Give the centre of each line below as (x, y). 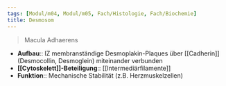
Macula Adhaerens (51, 40)
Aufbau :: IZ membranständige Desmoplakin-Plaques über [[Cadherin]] (118, 53)
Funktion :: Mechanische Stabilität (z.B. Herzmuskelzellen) (100, 75)
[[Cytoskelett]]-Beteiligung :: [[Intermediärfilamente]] (94, 68)
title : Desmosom (31, 20)
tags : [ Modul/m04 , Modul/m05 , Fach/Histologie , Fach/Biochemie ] (102, 14)
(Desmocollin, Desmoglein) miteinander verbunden (90, 60)
